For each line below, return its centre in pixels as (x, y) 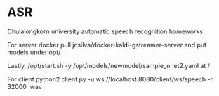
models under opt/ (34, 52)
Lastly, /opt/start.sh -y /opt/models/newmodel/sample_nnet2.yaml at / (109, 65)
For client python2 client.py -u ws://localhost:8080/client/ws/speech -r (110, 79)
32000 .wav (25, 86)
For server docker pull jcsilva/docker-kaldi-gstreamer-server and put (107, 45)
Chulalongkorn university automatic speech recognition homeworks (105, 31)
